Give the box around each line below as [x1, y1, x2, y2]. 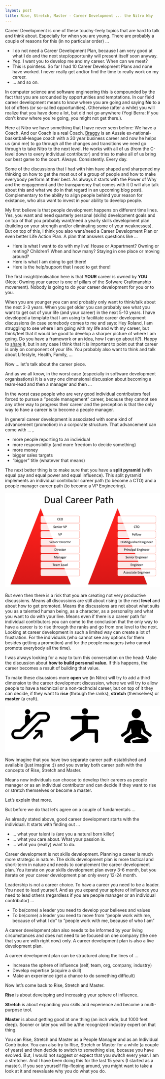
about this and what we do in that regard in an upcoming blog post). [5, 187, 143, 193]
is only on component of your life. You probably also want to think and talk [5, 346, 156, 352]
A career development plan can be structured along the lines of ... [5, 952, 139, 958]
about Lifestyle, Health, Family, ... [5, 352, 73, 358]
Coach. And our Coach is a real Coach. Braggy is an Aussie [5, 130, 126, 136]
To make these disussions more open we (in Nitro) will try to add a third [5, 675, 150, 681]
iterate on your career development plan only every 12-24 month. [5, 872, 137, 878]
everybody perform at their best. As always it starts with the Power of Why [5, 176, 157, 182]
